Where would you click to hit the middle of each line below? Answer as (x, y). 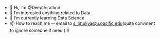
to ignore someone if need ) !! (39, 30)
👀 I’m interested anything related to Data (50, 13)
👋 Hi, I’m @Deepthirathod (35, 8)
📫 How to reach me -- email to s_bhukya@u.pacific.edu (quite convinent (82, 23)
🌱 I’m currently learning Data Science (47, 18)
